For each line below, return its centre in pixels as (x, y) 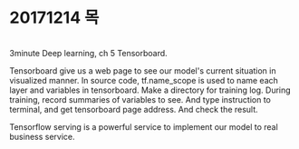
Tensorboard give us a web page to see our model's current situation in (143, 70)
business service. (42, 136)
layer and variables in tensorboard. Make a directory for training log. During (150, 90)
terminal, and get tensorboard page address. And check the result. (134, 109)
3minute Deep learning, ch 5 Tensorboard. (88, 53)
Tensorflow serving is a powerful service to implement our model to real (144, 126)
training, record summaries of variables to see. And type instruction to (140, 99)
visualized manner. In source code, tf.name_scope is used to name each (144, 80)
